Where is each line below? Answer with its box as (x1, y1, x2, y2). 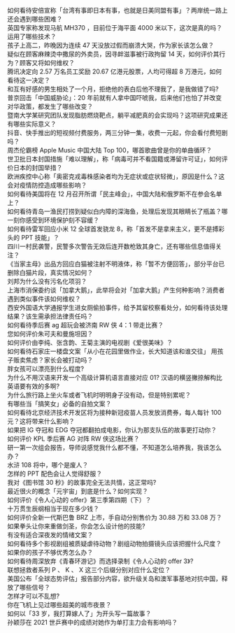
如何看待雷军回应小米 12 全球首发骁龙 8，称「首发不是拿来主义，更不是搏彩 (7, 225, 225, 233)
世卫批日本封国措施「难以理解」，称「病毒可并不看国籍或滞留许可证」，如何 (7, 155, 222, 163)
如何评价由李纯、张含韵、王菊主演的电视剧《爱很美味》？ (7, 339, 173, 346)
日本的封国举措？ (13, 164, 63, 171)
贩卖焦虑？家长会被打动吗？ (13, 356, 93, 364)
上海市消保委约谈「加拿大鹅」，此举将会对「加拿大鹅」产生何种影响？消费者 (7, 286, 225, 294)
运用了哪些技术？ (7, 32, 57, 41)
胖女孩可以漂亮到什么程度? (7, 364, 85, 373)
